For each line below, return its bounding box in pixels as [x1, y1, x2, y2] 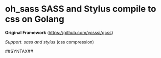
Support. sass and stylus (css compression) [5, 39, 94, 44]
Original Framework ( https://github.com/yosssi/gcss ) [5, 29, 114, 35]
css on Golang [5, 14, 65, 25]
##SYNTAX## [5, 48, 33, 54]
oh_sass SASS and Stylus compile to [5, 3, 157, 14]
